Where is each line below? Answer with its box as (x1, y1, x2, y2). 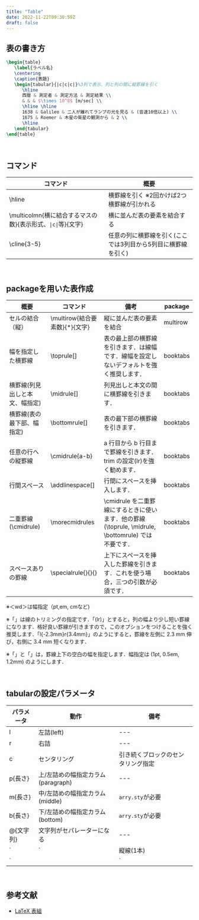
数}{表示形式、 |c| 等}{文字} (9, 220, 84, 229)
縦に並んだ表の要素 (103, 314, 158, 323)
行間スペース (9, 481, 44, 490)
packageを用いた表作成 (6, 283, 94, 294)
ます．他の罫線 (103, 515, 146, 523)
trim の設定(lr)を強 (103, 457, 155, 465)
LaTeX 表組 (14, 907, 42, 914)
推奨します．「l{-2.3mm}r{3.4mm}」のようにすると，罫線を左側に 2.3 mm (6, 631, 185, 638)
